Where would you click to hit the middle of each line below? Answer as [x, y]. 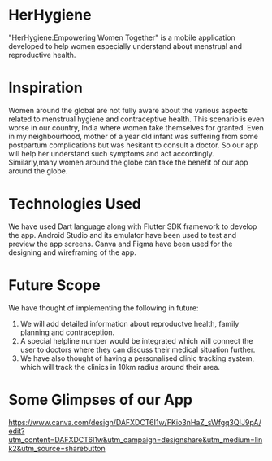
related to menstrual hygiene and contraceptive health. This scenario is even [136, 119]
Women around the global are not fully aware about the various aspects [128, 110]
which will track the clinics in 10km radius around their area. [120, 367]
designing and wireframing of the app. [72, 252]
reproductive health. [42, 55]
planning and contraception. [67, 332]
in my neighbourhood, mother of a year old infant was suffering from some [133, 136]
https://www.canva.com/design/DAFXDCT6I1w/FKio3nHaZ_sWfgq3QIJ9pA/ [135, 422]
